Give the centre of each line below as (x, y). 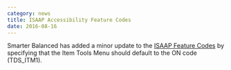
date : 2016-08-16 (32, 26)
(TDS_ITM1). (25, 60)
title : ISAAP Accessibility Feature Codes (69, 20)
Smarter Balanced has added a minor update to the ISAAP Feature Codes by (116, 46)
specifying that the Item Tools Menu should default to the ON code (102, 53)
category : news (29, 13)
